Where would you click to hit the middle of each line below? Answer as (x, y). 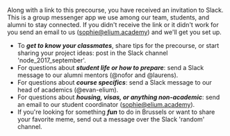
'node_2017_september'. (52, 60)
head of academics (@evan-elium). (68, 90)
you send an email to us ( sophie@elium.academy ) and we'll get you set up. (115, 32)
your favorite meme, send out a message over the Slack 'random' (111, 119)
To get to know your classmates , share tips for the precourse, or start (118, 45)
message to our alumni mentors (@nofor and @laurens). (98, 75)
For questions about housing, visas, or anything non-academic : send (118, 97)
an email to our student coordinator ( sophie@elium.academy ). (106, 104)
